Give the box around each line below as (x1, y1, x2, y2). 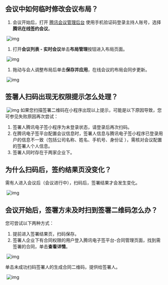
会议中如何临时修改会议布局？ (5, 5, 98, 14)
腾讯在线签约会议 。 (12, 25, 53, 31)
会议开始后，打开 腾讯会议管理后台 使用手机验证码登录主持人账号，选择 (12, 19, 161, 25)
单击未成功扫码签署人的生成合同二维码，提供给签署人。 (5, 264, 120, 270)
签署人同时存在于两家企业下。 (12, 149, 75, 155)
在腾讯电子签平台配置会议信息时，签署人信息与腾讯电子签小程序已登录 (12, 130, 159, 136)
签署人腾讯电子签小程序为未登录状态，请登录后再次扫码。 (12, 124, 132, 130)
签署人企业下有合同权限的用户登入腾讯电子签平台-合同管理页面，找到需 (12, 237, 161, 244)
